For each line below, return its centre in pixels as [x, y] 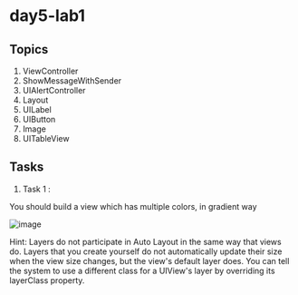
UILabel [37, 109]
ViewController [50, 71]
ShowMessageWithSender [72, 81]
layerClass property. [47, 280]
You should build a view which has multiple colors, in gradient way [133, 206]
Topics [29, 49]
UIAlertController [54, 90]
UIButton [39, 119]
